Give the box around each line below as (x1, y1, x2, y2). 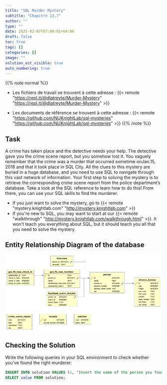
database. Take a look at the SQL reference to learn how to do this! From (5, 185, 154, 191)
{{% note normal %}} (5, 80, 49, 86)
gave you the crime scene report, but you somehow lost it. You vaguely (5, 153, 151, 159)
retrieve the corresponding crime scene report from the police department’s (5, 180, 161, 186)
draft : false (5, 34, 32, 39)
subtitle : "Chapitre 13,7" (5, 13, 61, 18)
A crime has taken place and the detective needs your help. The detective (5, 148, 157, 154)
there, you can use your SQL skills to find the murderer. (5, 191, 118, 196)
